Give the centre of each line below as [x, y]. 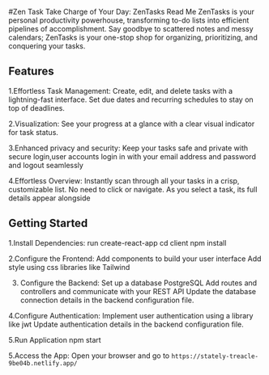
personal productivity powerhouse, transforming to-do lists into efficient [129, 20]
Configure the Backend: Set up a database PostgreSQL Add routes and [139, 283]
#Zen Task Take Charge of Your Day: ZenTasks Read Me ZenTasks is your [132, 12]
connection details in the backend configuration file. [107, 300]
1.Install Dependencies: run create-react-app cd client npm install [117, 242]
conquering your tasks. [47, 46]
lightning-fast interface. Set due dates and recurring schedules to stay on [131, 99]
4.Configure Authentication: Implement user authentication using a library [131, 315]
